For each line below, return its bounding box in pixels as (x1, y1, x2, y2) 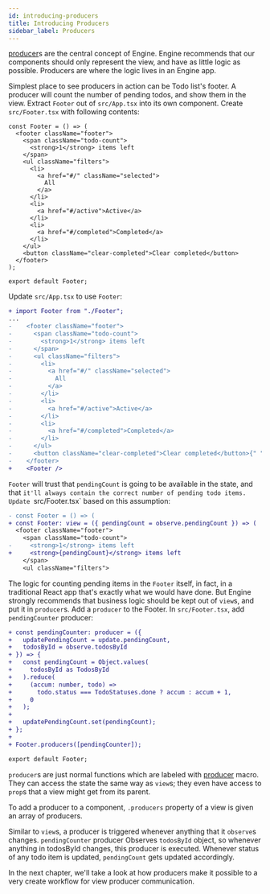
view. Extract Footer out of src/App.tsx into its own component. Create (8, 98, 243, 109)
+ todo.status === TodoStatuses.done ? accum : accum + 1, (8, 688, 231, 696)
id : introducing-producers (8, 11, 99, 20)
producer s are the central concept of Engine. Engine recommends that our (8, 49, 256, 59)
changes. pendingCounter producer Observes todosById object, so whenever (8, 834, 261, 845)
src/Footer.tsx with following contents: (8, 107, 140, 117)
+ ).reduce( (8, 673, 56, 681)
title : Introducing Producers (8, 19, 110, 27)
